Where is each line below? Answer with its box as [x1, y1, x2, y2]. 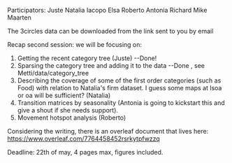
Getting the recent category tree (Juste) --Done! [17, 54, 157, 62]
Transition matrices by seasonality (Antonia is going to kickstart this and [17, 99, 225, 107]
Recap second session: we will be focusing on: [7, 41, 142, 48]
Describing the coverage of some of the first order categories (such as [17, 76, 222, 85]
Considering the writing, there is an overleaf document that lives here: [7, 127, 209, 135]
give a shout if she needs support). [17, 106, 119, 114]
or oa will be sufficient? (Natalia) [17, 91, 111, 99]
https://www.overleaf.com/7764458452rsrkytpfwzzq [7, 134, 161, 143]
